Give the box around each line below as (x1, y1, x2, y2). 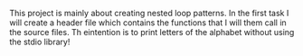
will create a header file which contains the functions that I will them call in (9, 17, 287, 28)
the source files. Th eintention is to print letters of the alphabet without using (9, 27, 295, 37)
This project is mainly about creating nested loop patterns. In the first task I (9, 8, 289, 18)
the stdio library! (9, 36, 71, 47)
